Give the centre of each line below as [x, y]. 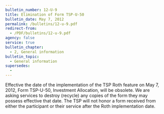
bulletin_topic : [22, 56]
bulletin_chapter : [24, 47]
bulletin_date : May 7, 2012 [35, 19]
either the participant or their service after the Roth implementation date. [80, 106]
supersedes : [18, 66]
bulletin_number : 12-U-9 [31, 10]
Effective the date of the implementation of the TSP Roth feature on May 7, [82, 85]
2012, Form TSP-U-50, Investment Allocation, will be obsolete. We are [77, 90]
